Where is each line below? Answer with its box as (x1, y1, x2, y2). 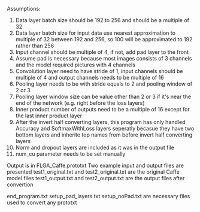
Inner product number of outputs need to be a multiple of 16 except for (15, 106, 190, 113)
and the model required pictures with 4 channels (15, 61, 135, 68)
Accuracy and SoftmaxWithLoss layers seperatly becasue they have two (15, 125, 195, 132)
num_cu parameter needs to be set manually (15, 150, 126, 158)
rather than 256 (15, 42, 54, 49)
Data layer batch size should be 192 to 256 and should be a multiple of (15, 17, 189, 23)
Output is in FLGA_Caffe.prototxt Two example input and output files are (7, 162, 184, 169)
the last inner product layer (15, 112, 83, 119)
